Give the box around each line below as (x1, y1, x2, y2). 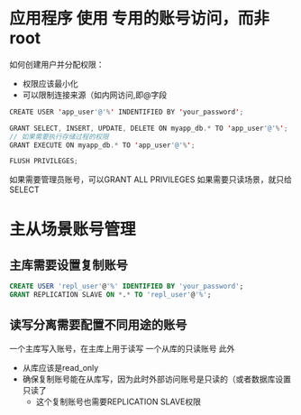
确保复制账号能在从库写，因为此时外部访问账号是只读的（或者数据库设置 (22, 373, 291, 384)
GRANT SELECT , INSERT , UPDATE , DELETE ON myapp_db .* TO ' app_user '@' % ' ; (9, 124, 288, 133)
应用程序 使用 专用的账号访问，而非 (9, 8, 270, 29)
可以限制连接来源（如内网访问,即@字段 (22, 89, 168, 100)
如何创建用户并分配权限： (9, 59, 105, 69)
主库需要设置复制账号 (9, 257, 128, 272)
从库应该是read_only (22, 362, 99, 373)
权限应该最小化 (22, 78, 78, 88)
